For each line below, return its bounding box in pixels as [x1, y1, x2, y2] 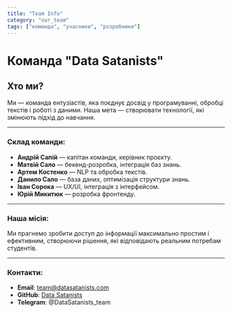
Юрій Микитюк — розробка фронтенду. [17, 190, 136, 198]
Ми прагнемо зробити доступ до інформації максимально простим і [7, 229, 209, 238]
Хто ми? [7, 80, 44, 92]
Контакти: [7, 267, 43, 277]
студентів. [7, 244, 37, 252]
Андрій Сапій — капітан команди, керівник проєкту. [17, 153, 173, 161]
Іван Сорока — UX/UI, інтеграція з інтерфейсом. [17, 182, 160, 190]
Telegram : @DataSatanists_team [17, 298, 111, 307]
